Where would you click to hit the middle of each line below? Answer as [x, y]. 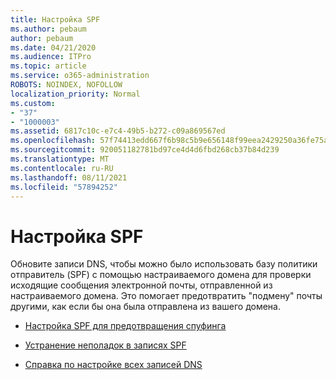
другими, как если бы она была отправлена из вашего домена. [145, 307]
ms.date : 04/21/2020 [53, 47]
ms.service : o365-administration [80, 76]
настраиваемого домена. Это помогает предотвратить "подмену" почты [166, 296]
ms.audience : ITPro [51, 57]
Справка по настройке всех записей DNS [113, 365]
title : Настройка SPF [55, 19]
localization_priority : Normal [75, 94]
